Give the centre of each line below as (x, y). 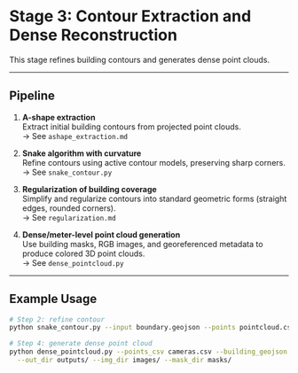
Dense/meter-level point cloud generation (101, 234)
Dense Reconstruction (93, 35)
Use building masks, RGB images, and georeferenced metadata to (142, 244)
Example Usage (53, 299)
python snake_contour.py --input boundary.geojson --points (123, 328)
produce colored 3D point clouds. (83, 253)
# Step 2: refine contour (57, 319)
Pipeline (32, 96)
